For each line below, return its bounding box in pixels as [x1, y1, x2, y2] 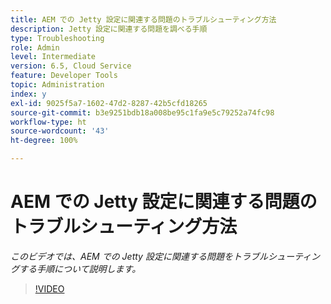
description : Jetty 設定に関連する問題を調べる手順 [10, 24, 208, 34]
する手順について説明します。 [18, 262, 142, 275]
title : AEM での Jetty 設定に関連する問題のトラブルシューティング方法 [10, 14, 277, 25]
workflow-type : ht [10, 117, 87, 127]
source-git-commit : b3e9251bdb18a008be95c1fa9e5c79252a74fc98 [10, 107, 275, 118]
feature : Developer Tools [10, 71, 118, 81]
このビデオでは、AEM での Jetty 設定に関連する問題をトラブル [10, 250, 268, 262]
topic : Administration [10, 80, 105, 90]
